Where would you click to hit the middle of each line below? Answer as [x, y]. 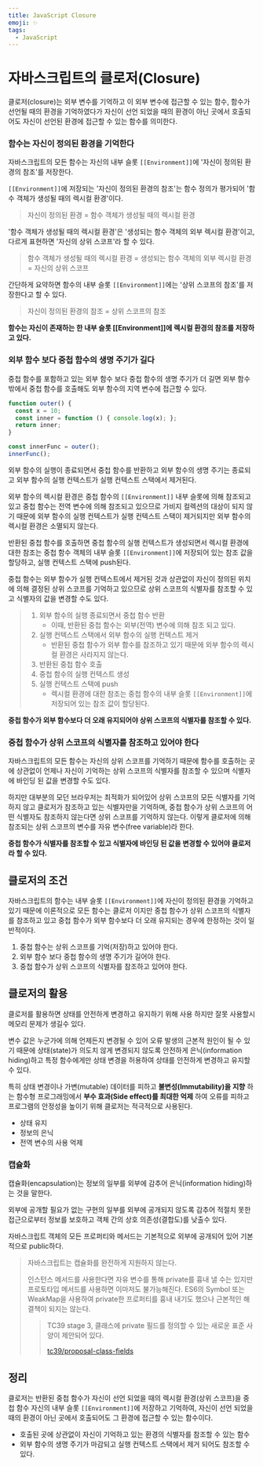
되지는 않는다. [69, 1309]
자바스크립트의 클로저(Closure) [104, 78]
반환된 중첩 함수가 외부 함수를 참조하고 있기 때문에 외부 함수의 [145, 644]
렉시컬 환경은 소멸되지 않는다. [53, 526]
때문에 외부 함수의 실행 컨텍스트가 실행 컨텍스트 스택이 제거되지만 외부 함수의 [133, 516]
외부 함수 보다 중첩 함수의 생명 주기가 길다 [82, 360]
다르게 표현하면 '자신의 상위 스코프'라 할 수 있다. [81, 242]
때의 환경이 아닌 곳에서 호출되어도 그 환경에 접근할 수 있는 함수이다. [111, 1417]
